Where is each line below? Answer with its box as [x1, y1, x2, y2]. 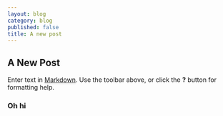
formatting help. [7, 83, 55, 92]
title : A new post [7, 30, 62, 38]
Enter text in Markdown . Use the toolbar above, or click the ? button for [7, 75, 217, 84]
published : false [7, 23, 59, 31]
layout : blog [7, 10, 46, 18]
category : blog [7, 17, 53, 24]
